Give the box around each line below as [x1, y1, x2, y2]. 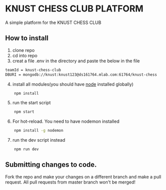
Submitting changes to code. [5, 161, 97, 169]
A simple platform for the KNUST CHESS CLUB [5, 19, 101, 25]
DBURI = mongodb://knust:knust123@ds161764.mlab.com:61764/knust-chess [5, 72, 157, 77]
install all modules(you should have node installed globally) [12, 81, 134, 87]
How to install [5, 34, 49, 42]
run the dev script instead [12, 137, 66, 143]
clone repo [12, 47, 35, 53]
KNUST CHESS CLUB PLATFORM [5, 3, 144, 14]
